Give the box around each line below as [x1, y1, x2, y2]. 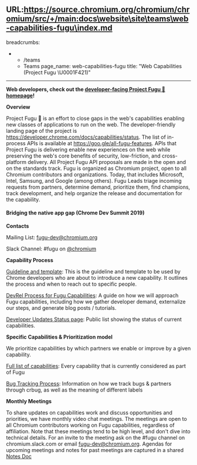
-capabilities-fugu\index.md [6, 23, 113, 33]
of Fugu [6, 369, 25, 376]
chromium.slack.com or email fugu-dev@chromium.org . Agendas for [6, 440, 172, 447]
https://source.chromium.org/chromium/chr [23, 5, 190, 15]
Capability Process [6, 257, 54, 264]
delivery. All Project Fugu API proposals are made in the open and [27, 158, 186, 165]
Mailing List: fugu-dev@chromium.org [6, 234, 98, 241]
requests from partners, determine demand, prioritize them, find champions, [6, 183, 191, 190]
